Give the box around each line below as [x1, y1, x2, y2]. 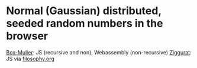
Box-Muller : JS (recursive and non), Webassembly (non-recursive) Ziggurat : [6, 48, 192, 56]
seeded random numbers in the [6, 17, 163, 30]
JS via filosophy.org [6, 55, 55, 62]
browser [6, 30, 49, 43]
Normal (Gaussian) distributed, [6, 4, 162, 18]
